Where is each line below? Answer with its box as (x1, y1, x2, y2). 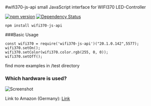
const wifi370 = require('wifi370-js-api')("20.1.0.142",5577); (5, 41, 139, 46)
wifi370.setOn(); (5, 46, 41, 51)
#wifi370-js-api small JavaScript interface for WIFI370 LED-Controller (5, 4, 146, 10)
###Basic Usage (5, 32, 39, 37)
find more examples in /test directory (5, 63, 80, 68)
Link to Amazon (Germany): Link (5, 96, 70, 102)
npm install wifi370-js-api (5, 23, 63, 28)
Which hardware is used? (5, 75, 67, 81)
